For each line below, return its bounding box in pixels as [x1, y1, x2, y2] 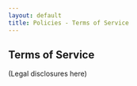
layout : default [8, 11, 62, 20]
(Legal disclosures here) [8, 69, 87, 79]
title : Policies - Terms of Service [8, 19, 129, 27]
